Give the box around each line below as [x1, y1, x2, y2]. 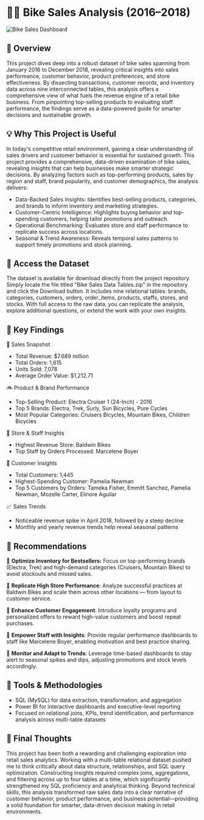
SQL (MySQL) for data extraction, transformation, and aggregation [15, 696, 181, 704]
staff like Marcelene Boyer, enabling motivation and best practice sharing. [6, 638, 191, 645]
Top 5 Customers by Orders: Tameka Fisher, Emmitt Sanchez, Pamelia [15, 484, 191, 492]
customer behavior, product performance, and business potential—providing [6, 794, 199, 802]
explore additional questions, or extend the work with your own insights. [6, 307, 188, 314]
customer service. [6, 595, 52, 602]
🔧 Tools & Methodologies [6, 680, 103, 690]
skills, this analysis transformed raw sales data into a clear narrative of [6, 788, 183, 796]
